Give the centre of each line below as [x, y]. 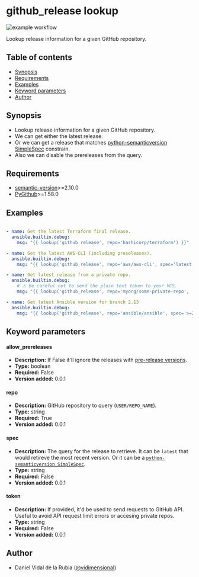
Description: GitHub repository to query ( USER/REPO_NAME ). [86, 405]
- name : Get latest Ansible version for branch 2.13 [73, 302]
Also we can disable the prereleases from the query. [78, 155]
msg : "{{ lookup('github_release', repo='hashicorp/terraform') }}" [103, 242]
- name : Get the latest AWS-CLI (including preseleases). [79, 253]
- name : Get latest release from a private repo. [69, 275]
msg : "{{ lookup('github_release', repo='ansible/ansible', [92, 313]
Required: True [33, 418]
